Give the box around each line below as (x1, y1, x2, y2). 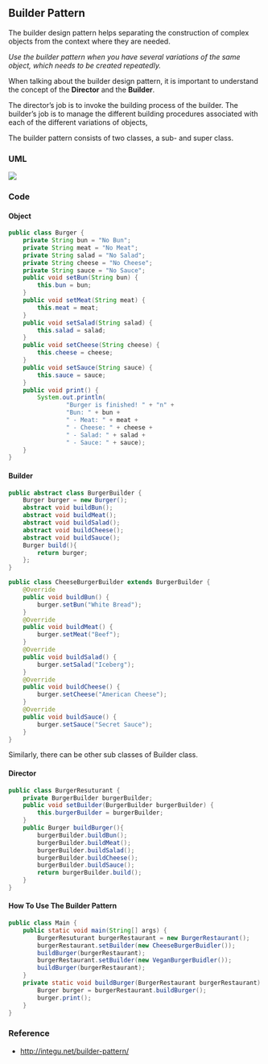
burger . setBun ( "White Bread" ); (37, 600, 142, 609)
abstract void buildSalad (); (23, 519, 121, 527)
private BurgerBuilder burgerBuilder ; (23, 793, 153, 802)
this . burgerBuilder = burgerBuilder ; (37, 809, 163, 817)
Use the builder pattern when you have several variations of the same (8, 52, 241, 61)
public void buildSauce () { (23, 713, 117, 721)
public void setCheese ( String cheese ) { (23, 342, 160, 350)
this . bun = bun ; (37, 281, 92, 289)
